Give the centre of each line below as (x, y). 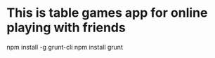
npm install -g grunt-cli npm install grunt (65, 47)
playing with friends (66, 28)
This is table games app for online (107, 13)
